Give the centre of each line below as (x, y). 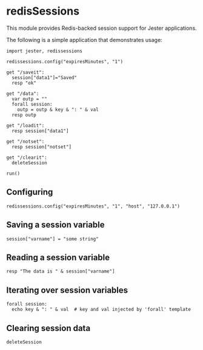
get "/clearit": (27, 157)
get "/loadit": (25, 125)
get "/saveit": (25, 72)
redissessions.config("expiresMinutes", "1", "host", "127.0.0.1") (93, 206)
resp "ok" (24, 83)
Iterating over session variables (67, 290)
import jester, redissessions (45, 51)
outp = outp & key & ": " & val (58, 110)
